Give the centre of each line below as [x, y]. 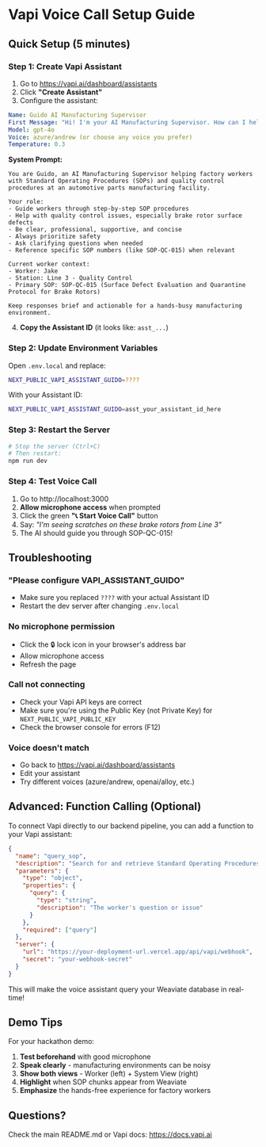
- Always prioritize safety [55, 237]
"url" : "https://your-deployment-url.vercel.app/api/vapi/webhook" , [138, 952]
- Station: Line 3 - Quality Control [70, 278]
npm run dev [28, 461]
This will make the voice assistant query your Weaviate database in [118, 989]
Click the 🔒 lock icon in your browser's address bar [103, 644]
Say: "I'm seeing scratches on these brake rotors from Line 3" [120, 524]
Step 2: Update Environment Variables [83, 348]
